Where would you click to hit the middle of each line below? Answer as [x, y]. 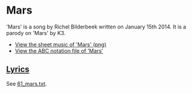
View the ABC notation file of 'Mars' [59, 50]
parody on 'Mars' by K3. [36, 33]
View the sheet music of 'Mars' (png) [60, 44]
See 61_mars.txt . [27, 84]
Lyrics [18, 70]
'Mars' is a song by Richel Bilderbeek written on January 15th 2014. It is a [96, 27]
